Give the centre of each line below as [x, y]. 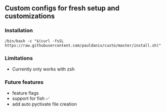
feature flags [25, 93]
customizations [30, 16]
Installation [19, 31]
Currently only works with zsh [43, 69]
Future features [24, 82]
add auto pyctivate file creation [44, 104]
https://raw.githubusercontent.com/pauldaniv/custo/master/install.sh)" [83, 45]
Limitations [19, 58]
